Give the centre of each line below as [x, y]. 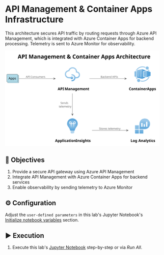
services [21, 182]
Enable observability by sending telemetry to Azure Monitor [72, 188]
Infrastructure [34, 19]
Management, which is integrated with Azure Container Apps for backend [80, 38]
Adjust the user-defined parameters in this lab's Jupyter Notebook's [74, 215]
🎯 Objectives [25, 160]
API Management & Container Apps [79, 9]
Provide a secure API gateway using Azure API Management [73, 172]
